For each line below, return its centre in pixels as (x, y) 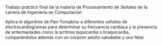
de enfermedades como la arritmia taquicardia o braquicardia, (68, 32)
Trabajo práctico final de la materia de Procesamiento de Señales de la (76, 7)
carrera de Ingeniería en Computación (44, 12)
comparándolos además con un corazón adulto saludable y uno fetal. (75, 37)
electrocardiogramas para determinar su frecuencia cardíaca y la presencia (81, 27)
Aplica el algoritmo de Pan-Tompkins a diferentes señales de (66, 22)
